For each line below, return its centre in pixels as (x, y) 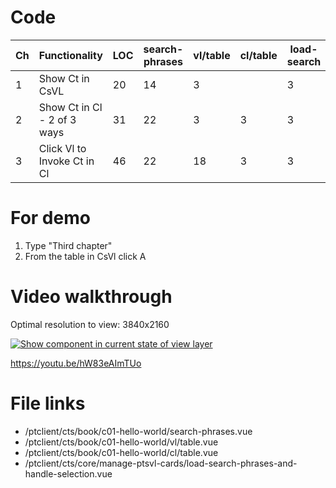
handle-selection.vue (68, 473)
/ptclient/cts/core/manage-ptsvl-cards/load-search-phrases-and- (161, 463)
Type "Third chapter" (68, 245)
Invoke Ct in (66, 161)
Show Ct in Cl (70, 107)
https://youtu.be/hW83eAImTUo (76, 363)
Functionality (70, 55)
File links (48, 403)
